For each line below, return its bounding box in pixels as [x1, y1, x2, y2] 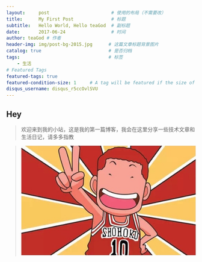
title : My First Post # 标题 [6, 16, 126, 22]
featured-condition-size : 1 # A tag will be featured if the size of [6, 80, 195, 86]
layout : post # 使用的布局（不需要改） [6, 10, 167, 16]
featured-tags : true [6, 73, 58, 80]
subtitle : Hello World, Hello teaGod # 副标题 [6, 22, 130, 28]
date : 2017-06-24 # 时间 [6, 29, 126, 35]
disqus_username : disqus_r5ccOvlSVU [6, 86, 98, 92]
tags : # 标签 [6, 54, 123, 60]
